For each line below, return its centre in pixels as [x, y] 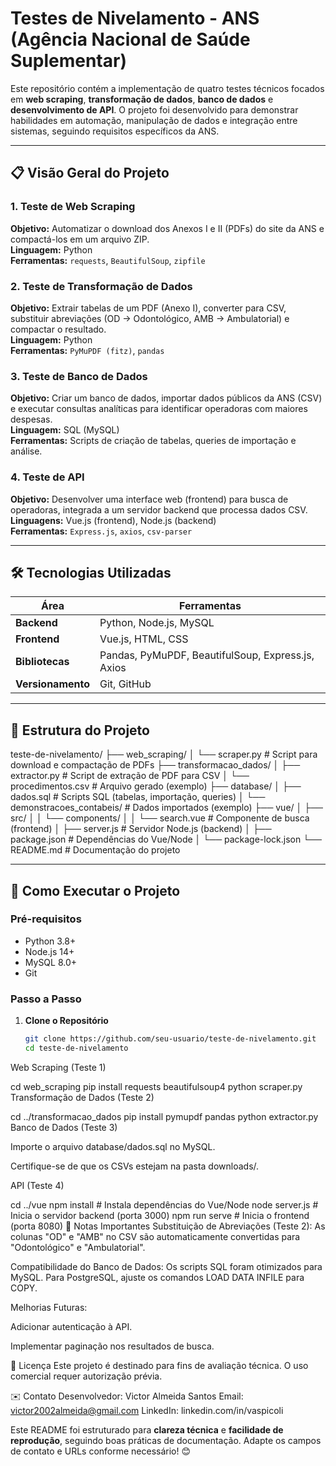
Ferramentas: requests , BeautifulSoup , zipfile [108, 260]
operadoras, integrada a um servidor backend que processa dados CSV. [159, 509]
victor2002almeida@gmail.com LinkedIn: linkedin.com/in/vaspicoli [147, 1410]
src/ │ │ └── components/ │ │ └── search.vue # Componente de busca [160, 818]
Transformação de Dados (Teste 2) [82, 1097]
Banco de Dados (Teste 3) [64, 1127]
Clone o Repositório [66, 1021]
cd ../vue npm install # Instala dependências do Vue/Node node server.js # [164, 1204]
